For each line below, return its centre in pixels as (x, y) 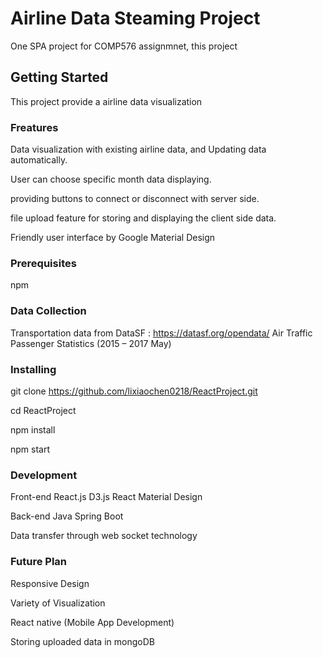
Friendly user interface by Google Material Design (113, 238)
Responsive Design (50, 583)
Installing (33, 369)
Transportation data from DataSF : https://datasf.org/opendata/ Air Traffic (161, 333)
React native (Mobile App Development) (92, 622)
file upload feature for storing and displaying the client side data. (143, 218)
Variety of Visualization (58, 603)
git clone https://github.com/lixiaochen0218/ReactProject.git (134, 391)
